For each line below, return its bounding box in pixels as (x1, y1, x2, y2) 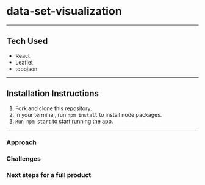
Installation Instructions (6, 88, 99, 99)
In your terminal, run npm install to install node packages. (15, 111, 162, 118)
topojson (15, 65, 38, 72)
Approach (6, 138, 37, 147)
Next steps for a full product (6, 171, 92, 180)
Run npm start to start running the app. (15, 117, 113, 125)
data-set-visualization (6, 4, 122, 18)
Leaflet (15, 58, 34, 66)
